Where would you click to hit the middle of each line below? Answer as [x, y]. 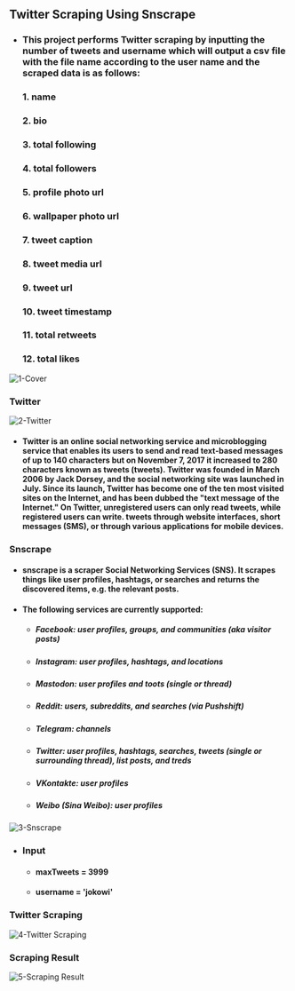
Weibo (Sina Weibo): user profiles [99, 805]
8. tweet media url [62, 264]
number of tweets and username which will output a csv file [154, 51]
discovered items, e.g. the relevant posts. [100, 589]
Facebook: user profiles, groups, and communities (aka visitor [153, 630]
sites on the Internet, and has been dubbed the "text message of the [151, 497]
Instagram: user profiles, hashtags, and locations [129, 662]
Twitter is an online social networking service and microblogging [144, 441]
